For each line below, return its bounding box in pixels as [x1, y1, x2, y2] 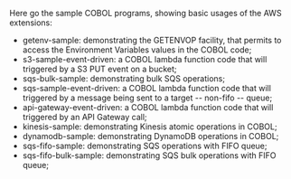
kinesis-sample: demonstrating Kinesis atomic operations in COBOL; [22, 121, 277, 132]
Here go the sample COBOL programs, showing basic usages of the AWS [9, 8, 282, 18]
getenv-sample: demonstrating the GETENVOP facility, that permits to [22, 35, 282, 45]
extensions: [9, 17, 52, 28]
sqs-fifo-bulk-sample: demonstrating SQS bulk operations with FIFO [22, 150, 277, 161]
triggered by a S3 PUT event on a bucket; [22, 63, 178, 74]
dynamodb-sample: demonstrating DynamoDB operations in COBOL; [22, 131, 279, 141]
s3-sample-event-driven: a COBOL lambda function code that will [22, 54, 268, 64]
